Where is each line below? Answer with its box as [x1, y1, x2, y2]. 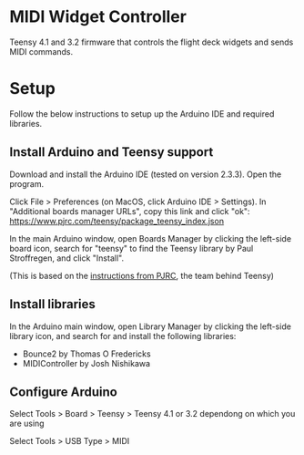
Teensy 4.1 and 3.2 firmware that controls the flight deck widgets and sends [9, 36, 294, 47]
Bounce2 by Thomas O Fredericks [22, 348, 152, 359]
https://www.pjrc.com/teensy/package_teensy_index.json [9, 215, 225, 226]
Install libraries [9, 296, 96, 312]
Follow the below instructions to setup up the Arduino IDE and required [9, 108, 275, 119]
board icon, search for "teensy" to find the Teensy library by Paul [9, 243, 254, 253]
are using [9, 418, 45, 429]
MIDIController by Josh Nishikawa [22, 357, 151, 368]
